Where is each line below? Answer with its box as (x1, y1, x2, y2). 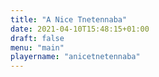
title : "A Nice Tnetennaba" (10, 14, 128, 25)
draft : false (10, 33, 65, 43)
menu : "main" (10, 42, 65, 53)
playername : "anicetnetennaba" (10, 52, 141, 62)
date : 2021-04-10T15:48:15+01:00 (10, 24, 150, 34)
